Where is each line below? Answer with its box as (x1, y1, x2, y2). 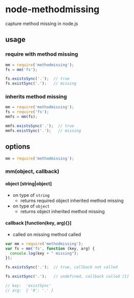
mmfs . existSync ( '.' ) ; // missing (5, 128, 81, 133)
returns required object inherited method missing (20, 197, 124, 203)
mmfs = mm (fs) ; (5, 114, 38, 120)
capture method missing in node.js (5, 20, 78, 27)
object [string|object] (5, 180, 52, 187)
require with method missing (5, 51, 78, 58)
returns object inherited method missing (20, 208, 105, 214)
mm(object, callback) (5, 168, 60, 175)
